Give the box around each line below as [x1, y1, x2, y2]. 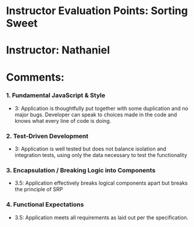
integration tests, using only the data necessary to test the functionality [14, 152, 188, 159]
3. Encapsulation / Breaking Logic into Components [6, 166, 156, 175]
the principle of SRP [14, 186, 63, 193]
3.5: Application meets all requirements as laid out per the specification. [14, 213, 189, 221]
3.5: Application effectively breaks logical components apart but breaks [14, 179, 188, 186]
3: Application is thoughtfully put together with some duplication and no [14, 105, 189, 112]
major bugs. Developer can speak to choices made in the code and [14, 111, 178, 118]
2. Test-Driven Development [6, 132, 89, 140]
